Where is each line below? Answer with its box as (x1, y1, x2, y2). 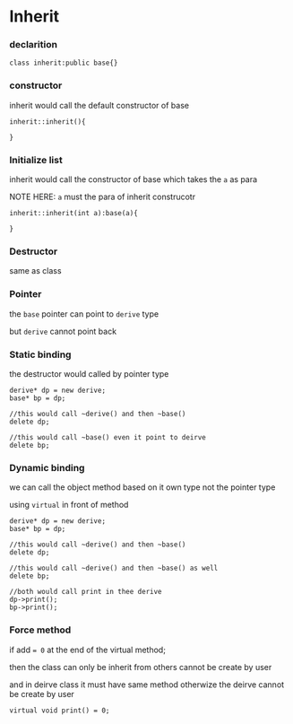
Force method (9, 624, 72, 636)
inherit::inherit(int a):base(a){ (9, 209, 139, 218)
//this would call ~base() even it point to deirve (9, 432, 206, 441)
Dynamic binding (9, 461, 85, 474)
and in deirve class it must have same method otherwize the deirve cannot (9, 679, 285, 690)
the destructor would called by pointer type (9, 368, 169, 379)
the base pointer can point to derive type (9, 308, 159, 319)
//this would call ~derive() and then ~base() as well (9, 563, 219, 573)
